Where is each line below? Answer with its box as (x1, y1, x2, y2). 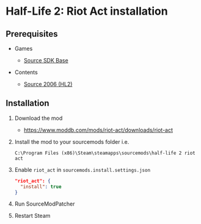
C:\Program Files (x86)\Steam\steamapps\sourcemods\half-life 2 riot (14, 150, 196, 156)
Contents (14, 69, 38, 76)
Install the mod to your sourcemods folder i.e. (14, 138, 130, 145)
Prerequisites (5, 29, 58, 39)
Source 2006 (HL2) (23, 81, 73, 88)
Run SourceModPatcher (14, 200, 75, 207)
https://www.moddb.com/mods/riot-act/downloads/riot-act (23, 126, 174, 133)
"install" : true (20, 184, 62, 190)
